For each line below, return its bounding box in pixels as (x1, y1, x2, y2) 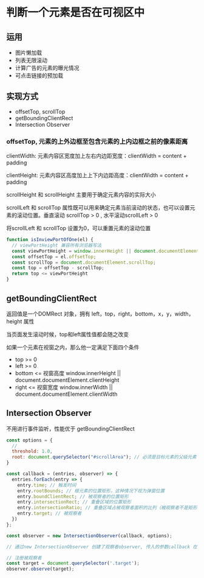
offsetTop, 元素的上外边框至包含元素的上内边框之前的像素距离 (6, 137, 188, 146)
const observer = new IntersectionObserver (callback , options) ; (6, 532, 172, 539)
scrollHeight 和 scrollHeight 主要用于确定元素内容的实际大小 (6, 191, 156, 199)
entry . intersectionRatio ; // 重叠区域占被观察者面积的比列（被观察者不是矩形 (17, 505, 197, 511)
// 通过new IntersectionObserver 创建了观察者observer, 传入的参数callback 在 (6, 543, 197, 550)
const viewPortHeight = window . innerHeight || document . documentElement (12, 248, 200, 254)
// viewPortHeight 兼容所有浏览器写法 (12, 242, 102, 248)
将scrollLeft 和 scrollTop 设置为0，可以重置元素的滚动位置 (6, 225, 151, 232)
